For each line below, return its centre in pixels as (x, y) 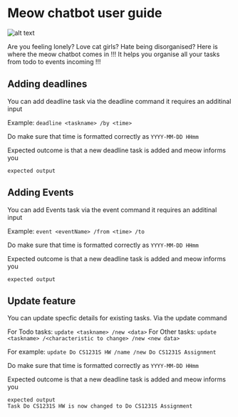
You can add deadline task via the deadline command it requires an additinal (119, 101)
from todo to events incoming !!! (54, 61)
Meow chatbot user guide (85, 13)
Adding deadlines (47, 84)
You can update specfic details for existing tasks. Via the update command (117, 318)
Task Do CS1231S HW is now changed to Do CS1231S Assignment (100, 406)
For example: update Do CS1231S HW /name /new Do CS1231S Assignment (112, 352)
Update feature (42, 301)
